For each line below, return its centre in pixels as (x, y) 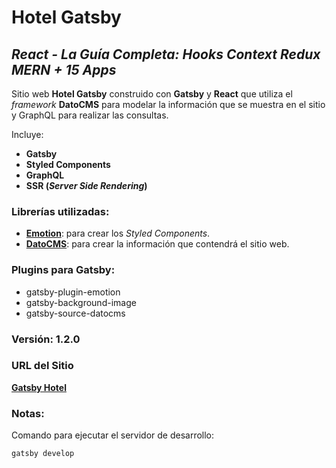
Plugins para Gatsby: (63, 270)
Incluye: (27, 134)
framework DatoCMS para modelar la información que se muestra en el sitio (168, 104)
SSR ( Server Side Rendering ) (86, 185)
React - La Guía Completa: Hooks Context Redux (166, 54)
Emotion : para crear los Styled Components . (118, 233)
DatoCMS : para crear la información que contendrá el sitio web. (157, 244)
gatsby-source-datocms (75, 313)
